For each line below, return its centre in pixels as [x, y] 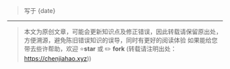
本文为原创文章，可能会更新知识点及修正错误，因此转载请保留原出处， [123, 31]
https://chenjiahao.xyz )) [57, 58]
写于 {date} [40, 11]
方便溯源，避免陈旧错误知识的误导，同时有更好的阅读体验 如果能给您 [120, 40]
